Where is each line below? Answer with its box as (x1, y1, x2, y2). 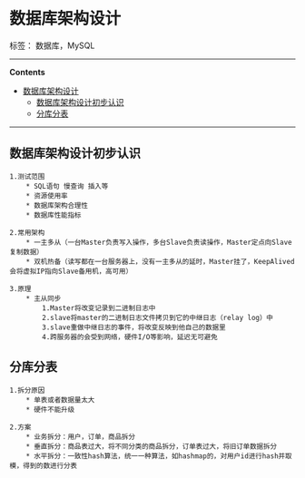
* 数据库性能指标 (25, 210, 82, 219)
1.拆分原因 (9, 385, 45, 395)
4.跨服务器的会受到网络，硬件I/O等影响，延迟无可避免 (42, 332, 218, 341)
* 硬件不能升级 (25, 405, 75, 414)
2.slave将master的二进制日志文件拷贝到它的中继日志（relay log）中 (42, 313, 274, 322)
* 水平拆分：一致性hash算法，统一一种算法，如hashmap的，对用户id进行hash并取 (25, 451, 292, 461)
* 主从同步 (25, 294, 62, 303)
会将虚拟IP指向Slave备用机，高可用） (9, 267, 133, 276)
